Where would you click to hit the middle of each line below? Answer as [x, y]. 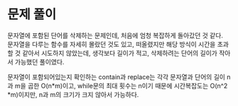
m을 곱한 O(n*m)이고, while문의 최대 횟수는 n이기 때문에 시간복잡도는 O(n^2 [121, 86]
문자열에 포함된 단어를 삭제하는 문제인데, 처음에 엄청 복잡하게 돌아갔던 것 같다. [115, 35]
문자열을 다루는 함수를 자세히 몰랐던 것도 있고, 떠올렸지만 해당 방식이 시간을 [112, 44]
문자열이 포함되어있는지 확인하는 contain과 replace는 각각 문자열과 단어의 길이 [117, 77]
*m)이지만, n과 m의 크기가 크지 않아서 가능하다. [73, 94]
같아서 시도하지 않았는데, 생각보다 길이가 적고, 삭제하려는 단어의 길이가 [120, 53]
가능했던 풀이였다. [39, 61]
